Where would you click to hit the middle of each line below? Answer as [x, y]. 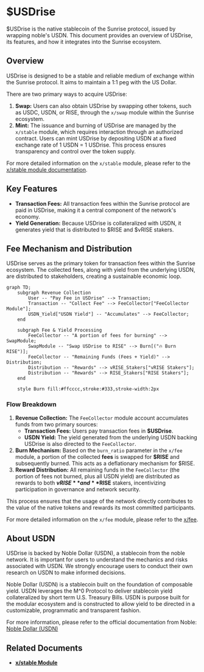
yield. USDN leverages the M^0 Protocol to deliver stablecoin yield [90, 591]
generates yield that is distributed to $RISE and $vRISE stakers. [94, 229]
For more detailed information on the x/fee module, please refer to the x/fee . [102, 519]
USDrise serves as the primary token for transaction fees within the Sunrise [101, 263]
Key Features [32, 189]
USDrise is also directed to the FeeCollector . [80, 444]
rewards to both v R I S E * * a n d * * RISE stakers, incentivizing [90, 483]
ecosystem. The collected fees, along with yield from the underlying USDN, [101, 270]
